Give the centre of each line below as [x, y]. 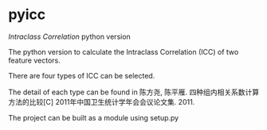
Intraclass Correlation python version [70, 36]
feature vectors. [35, 60]
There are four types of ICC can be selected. [82, 75]
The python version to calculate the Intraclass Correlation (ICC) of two [124, 52]
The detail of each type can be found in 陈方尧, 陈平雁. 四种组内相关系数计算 [134, 92]
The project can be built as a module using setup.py [94, 117]
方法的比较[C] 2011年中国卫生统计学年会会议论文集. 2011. [102, 101]
